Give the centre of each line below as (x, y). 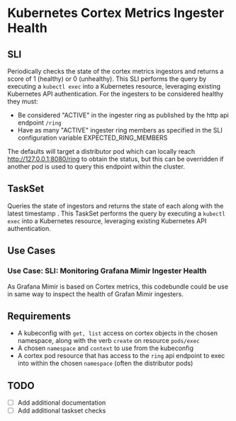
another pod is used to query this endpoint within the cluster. (96, 167)
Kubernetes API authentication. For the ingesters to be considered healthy (116, 94)
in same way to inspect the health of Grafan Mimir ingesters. (96, 294)
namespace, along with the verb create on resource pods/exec (108, 341)
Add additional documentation (62, 403)
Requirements (39, 316)
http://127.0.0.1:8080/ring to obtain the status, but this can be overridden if (116, 159)
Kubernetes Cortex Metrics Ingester (116, 13)
